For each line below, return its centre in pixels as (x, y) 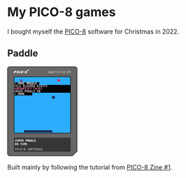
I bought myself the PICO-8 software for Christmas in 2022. (93, 31)
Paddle (23, 53)
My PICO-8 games (62, 12)
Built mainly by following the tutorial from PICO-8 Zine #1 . (90, 167)
